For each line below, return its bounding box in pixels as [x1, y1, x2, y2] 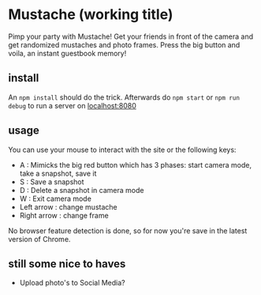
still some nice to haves [8, 257, 126, 270]
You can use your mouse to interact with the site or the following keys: [8, 145, 237, 154]
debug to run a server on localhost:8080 [8, 100, 136, 110]
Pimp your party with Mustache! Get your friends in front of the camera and [8, 32, 254, 41]
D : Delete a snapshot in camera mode [19, 185, 144, 195]
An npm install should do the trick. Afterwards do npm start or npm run [8, 93, 240, 102]
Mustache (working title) [8, 6, 173, 24]
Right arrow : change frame [19, 210, 109, 220]
